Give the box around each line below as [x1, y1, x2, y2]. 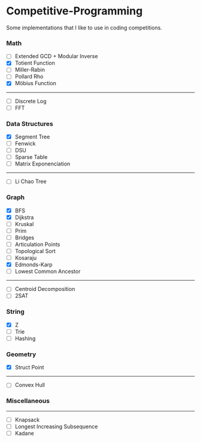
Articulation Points [14, 240, 60, 248]
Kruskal [14, 220, 34, 227]
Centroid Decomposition [14, 285, 75, 293]
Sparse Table [14, 154, 48, 161]
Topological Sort [14, 248, 56, 255]
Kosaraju [14, 254, 37, 261]
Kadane [14, 429, 34, 437]
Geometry [6, 350, 36, 358]
